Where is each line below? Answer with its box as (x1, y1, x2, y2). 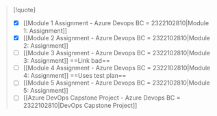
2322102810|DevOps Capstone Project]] (23, 102, 138, 110)
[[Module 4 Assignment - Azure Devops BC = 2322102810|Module (23, 64, 211, 72)
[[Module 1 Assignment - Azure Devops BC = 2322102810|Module (23, 19, 209, 27)
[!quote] (12, 6, 36, 14)
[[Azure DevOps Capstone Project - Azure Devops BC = (23, 93, 181, 102)
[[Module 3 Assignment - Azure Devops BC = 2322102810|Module (23, 49, 210, 57)
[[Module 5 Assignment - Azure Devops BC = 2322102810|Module (23, 78, 210, 87)
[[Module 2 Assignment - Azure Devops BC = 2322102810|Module (23, 34, 210, 42)
